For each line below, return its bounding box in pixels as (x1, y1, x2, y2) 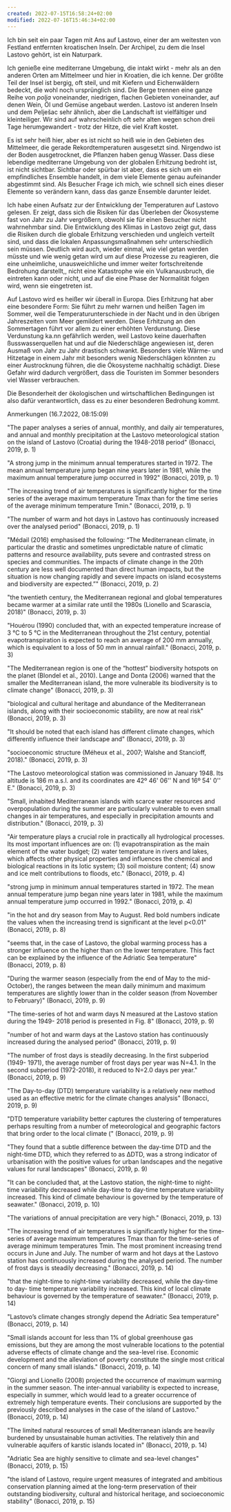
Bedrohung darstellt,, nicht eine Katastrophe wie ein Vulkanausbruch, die (7, 267, 215, 275)
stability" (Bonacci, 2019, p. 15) (7, 1497, 95, 1505)
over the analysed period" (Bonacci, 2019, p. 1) (7, 522, 140, 530)
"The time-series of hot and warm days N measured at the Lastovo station (7, 1009, 219, 1018)
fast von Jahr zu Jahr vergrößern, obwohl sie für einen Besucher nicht (7, 215, 207, 223)
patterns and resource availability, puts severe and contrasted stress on (7, 550, 211, 559)
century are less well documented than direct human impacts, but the (7, 565, 205, 573)
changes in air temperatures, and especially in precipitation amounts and (7, 812, 214, 820)
